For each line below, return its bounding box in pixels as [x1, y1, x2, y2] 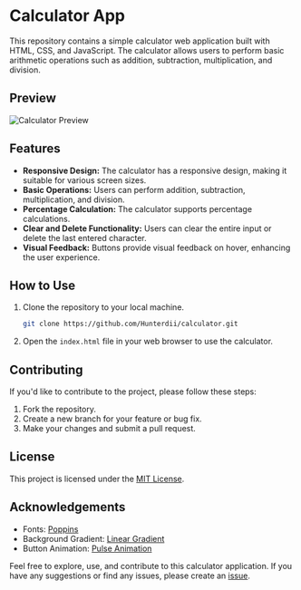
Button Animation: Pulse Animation [22, 543, 152, 554]
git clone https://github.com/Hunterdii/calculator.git [22, 319, 238, 329]
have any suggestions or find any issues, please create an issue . [9, 570, 251, 581]
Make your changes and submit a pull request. [22, 423, 197, 434]
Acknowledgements [9, 499, 126, 515]
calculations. [22, 213, 71, 224]
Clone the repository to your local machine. [22, 302, 184, 313]
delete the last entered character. [22, 232, 147, 243]
